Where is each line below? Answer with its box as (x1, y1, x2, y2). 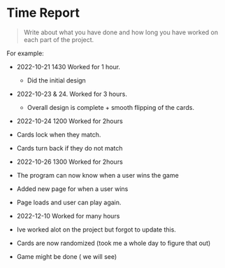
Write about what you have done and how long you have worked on (23, 28, 219, 36)
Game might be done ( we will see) (16, 252, 117, 260)
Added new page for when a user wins (16, 184, 129, 193)
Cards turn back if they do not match (16, 143, 123, 152)
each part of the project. (23, 35, 94, 43)
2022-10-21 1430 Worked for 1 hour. (16, 62, 120, 71)
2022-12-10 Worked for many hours (16, 211, 120, 220)
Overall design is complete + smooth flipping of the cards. (27, 103, 195, 111)
